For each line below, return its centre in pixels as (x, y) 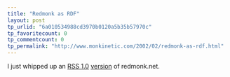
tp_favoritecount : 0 (38, 33)
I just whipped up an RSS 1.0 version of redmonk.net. (83, 66)
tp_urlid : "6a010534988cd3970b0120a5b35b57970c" (80, 27)
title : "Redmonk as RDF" (43, 14)
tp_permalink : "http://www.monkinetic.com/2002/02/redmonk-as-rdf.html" (116, 46)
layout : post (26, 20)
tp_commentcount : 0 (36, 40)
